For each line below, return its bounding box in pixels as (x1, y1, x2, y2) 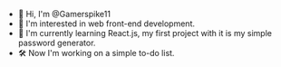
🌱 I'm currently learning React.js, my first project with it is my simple (17, 28, 272, 38)
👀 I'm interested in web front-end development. (17, 18, 195, 29)
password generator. (17, 37, 96, 48)
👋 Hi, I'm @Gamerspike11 (17, 9, 111, 19)
